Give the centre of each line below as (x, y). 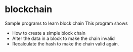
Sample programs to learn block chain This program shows (66, 23)
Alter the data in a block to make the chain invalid (63, 38)
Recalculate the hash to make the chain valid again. (65, 43)
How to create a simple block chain (49, 33)
